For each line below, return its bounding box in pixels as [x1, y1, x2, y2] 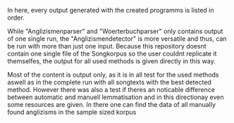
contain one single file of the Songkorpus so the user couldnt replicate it [7, 49, 217, 58]
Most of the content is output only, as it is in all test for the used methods [7, 70, 219, 79]
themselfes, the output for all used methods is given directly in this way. [7, 57, 216, 65]
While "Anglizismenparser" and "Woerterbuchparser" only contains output [7, 27, 223, 35]
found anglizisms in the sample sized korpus [7, 108, 137, 116]
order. [7, 13, 25, 22]
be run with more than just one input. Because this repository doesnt [7, 42, 207, 50]
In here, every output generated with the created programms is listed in [7, 6, 214, 14]
